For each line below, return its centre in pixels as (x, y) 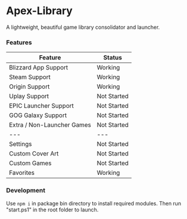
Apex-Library (39, 11)
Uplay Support (29, 97)
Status (113, 58)
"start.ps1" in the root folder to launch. (52, 210)
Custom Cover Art (34, 154)
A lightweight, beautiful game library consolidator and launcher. (83, 27)
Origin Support (29, 87)
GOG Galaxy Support (38, 115)
